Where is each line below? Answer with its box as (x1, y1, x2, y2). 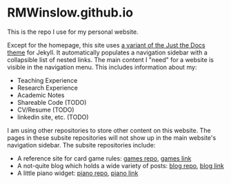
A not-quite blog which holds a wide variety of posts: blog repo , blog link (17, 161, 224, 170)
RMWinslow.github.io (7, 5, 133, 21)
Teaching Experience (17, 76, 78, 84)
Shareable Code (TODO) (17, 98, 87, 106)
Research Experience (17, 83, 78, 92)
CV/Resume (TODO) (17, 105, 74, 114)
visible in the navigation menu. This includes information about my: (7, 63, 197, 71)
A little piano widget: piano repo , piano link (17, 169, 139, 177)
